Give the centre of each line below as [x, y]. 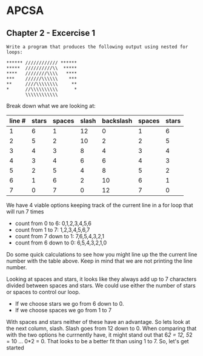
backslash [117, 121]
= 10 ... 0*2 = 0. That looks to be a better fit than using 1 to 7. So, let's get [98, 341]
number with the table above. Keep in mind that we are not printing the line [99, 261]
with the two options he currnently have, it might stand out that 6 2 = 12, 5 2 [99, 335]
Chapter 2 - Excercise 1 [51, 33]
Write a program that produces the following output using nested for [97, 47]
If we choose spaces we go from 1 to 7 [63, 310]
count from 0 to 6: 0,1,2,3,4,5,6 [53, 223]
